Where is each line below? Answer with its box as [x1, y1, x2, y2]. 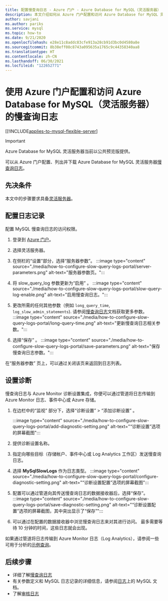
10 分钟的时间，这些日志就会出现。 [18, 524, 90, 531]
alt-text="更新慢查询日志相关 [96, 320, 156, 326]
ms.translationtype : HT [5, 49, 55, 54]
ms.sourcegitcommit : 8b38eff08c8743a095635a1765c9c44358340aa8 [5, 45, 140, 50]
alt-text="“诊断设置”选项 [110, 423, 160, 429]
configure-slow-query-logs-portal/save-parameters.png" [12, 343, 131, 349]
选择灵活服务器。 [12, 247, 48, 253]
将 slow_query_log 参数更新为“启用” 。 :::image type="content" [12, 280, 142, 286]
